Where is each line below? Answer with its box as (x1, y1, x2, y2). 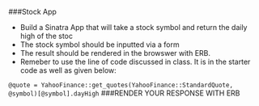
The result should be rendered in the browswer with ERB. (19, 49, 211, 57)
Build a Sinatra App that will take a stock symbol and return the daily (19, 23, 248, 32)
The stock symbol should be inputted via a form (19, 40, 180, 49)
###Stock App (8, 7, 57, 16)
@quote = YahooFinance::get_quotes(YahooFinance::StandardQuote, (8, 81, 233, 89)
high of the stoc (19, 32, 73, 40)
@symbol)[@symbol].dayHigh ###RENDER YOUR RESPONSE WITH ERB (8, 88, 240, 98)
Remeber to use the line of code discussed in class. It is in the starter (19, 57, 251, 66)
